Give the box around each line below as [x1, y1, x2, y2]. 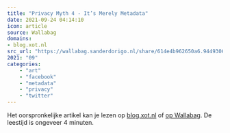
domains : [7, 35, 32, 42]
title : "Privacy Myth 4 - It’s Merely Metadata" [7, 10, 149, 17]
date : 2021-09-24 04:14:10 [7, 16, 84, 23]
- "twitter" [19, 93, 53, 100]
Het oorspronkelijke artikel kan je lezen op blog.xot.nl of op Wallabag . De [7, 111, 212, 119]
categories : [7, 61, 41, 68]
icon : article [7, 23, 48, 29]
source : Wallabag [7, 29, 57, 36]
